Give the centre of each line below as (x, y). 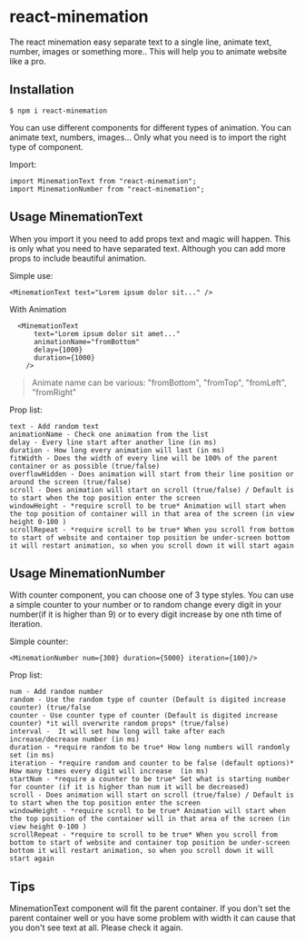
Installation (42, 89)
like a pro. (28, 61)
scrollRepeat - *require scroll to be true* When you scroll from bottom (152, 530)
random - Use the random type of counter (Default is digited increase (148, 700)
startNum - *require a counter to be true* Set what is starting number (150, 779)
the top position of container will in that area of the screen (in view (152, 514)
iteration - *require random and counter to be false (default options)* (152, 764)
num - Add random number (56, 692)
